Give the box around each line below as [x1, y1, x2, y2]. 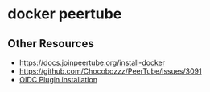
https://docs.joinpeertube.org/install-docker [19, 58, 166, 67]
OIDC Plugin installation [19, 75, 98, 84]
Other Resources [7, 37, 94, 50]
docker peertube [7, 5, 122, 23]
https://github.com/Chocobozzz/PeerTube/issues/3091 [19, 66, 202, 76]
